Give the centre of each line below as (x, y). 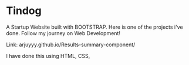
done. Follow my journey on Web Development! (63, 33)
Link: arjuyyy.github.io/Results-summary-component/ (71, 45)
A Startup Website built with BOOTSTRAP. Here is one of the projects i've (95, 27)
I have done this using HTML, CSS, (48, 56)
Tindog (24, 11)
